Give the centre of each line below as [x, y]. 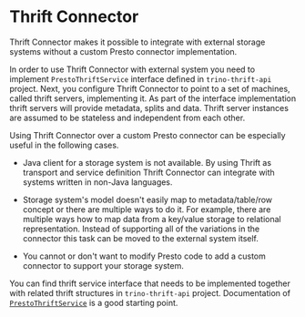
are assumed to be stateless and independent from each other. [127, 118]
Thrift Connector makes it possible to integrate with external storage [137, 42]
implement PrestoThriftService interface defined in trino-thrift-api [141, 78]
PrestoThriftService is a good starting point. [94, 302]
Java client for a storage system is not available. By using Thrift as [147, 162]
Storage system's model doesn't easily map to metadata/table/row [147, 199]
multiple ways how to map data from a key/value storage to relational [152, 219]
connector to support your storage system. [103, 265]
